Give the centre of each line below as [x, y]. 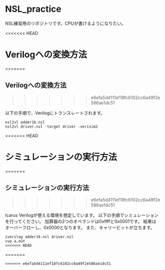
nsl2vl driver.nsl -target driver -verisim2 [51, 127]
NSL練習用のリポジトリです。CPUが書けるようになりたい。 [66, 23]
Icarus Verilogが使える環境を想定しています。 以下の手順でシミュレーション [82, 215]
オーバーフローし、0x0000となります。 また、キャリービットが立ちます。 [80, 228]
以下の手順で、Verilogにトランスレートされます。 [55, 113]
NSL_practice [33, 9]
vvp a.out [15, 241]
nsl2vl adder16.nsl [25, 122]
